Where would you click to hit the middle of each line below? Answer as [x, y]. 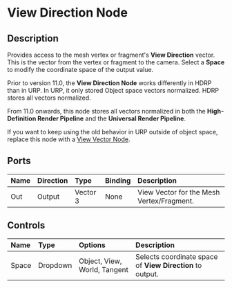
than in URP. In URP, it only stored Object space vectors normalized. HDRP [113, 90]
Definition [22, 118]
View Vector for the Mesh [179, 192]
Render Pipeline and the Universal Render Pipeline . [112, 118]
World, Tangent [104, 269]
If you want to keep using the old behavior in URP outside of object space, [113, 132]
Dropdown [55, 265]
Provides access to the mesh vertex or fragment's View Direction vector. [111, 55]
